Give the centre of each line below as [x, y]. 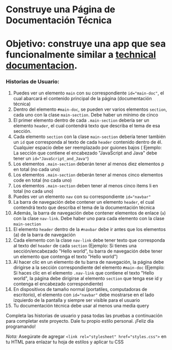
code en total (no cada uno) [42, 180]
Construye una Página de [61, 9]
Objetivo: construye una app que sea [86, 44]
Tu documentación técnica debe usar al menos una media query [81, 305]
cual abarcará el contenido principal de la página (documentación [82, 98]
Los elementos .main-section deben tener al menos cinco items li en [85, 185]
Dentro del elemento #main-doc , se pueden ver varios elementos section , [90, 109]
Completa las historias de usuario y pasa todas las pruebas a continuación [84, 315]
